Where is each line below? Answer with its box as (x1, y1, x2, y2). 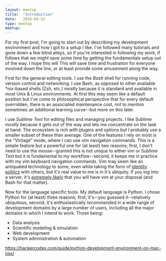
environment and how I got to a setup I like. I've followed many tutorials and (5, 45, 160, 51)
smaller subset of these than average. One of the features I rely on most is (5, 132, 157, 138)
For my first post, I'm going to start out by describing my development (5, 39, 148, 45)
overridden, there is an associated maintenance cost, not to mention (5, 102, 145, 107)
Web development (12, 230, 50, 236)
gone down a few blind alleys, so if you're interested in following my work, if (5, 50, 160, 56)
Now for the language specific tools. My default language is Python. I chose (5, 189, 160, 195)
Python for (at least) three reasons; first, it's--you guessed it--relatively (5, 194, 151, 201)
